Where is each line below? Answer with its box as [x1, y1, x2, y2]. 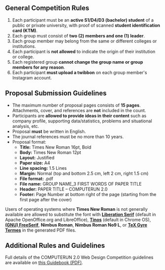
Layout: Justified [19, 154, 55, 160]
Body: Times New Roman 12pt [19, 149, 81, 155]
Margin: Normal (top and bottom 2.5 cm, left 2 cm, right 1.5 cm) [19, 170, 149, 176]
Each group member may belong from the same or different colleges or [12, 38, 157, 44]
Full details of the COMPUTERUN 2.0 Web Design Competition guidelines [5, 254, 154, 261]
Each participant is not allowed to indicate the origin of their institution [12, 48, 156, 54]
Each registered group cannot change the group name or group [12, 59, 143, 65]
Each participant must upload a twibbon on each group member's [12, 69, 147, 76]
